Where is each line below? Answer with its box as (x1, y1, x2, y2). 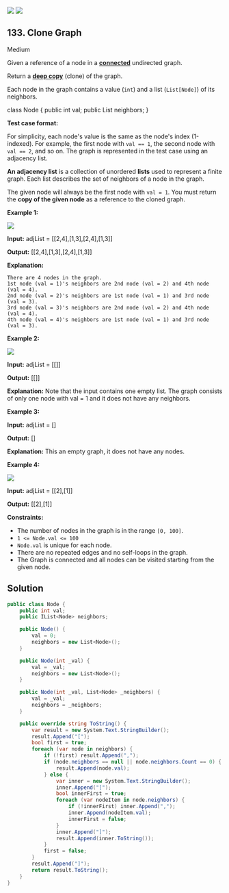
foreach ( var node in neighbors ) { (31, 746, 133, 753)
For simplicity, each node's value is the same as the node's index (7, 132, 190, 140)
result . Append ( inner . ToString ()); (55, 835, 154, 842)
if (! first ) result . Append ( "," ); (43, 752, 139, 759)
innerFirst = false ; (68, 816, 127, 822)
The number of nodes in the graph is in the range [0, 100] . (16, 526, 183, 534)
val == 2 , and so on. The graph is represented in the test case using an (7, 147, 208, 155)
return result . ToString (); (31, 866, 109, 873)
